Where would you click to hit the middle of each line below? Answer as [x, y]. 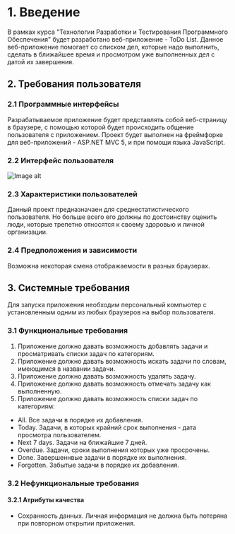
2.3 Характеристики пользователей [72, 194]
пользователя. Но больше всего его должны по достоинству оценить [112, 217]
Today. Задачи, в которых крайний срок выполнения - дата [107, 427]
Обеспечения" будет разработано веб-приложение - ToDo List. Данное [115, 39]
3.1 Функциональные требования [68, 331]
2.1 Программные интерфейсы [63, 105]
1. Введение [44, 12]
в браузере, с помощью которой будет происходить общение [101, 127]
